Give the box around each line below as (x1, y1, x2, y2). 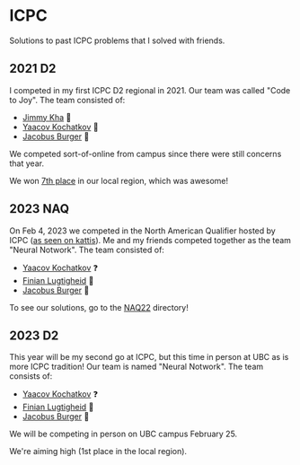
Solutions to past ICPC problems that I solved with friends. (9, 35, 225, 46)
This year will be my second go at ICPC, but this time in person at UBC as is (9, 352, 289, 363)
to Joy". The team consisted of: (9, 94, 126, 105)
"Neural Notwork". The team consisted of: (9, 244, 164, 255)
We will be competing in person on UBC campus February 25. (9, 428, 238, 440)
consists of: (9, 371, 53, 382)
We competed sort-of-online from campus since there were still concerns (9, 148, 282, 159)
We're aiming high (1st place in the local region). (9, 446, 187, 457)
